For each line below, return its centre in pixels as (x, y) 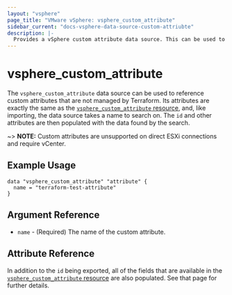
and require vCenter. (36, 144)
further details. (28, 285)
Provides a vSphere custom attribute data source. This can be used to (119, 40)
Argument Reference (53, 215)
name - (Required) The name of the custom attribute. (91, 232)
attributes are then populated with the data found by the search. (99, 123)
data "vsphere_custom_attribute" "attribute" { (77, 182)
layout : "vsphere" (34, 14)
